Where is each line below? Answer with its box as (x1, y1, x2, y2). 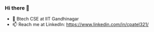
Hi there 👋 (5, 4, 30, 11)
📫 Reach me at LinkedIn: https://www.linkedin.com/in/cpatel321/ (12, 21, 149, 27)
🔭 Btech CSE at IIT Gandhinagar (12, 16, 80, 22)
